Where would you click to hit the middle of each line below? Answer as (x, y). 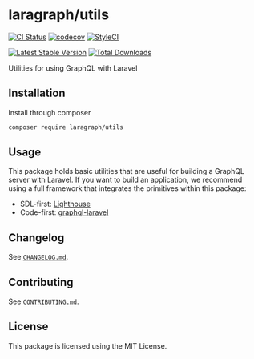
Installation (37, 93)
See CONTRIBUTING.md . (44, 301)
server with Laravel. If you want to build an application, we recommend (125, 180)
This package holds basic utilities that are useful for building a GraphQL (127, 171)
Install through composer (50, 112)
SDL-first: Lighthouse (55, 204)
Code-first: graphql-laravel (64, 212)
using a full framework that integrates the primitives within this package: (127, 188)
